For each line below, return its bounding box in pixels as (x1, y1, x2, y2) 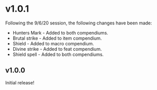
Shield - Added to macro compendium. (12, 40, 94, 46)
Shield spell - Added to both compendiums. (12, 51, 104, 57)
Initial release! (5, 79, 35, 85)
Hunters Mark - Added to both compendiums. (12, 29, 108, 36)
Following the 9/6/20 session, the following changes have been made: (5, 20, 152, 26)
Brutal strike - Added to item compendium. (12, 35, 102, 41)
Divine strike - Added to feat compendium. (12, 46, 102, 52)
